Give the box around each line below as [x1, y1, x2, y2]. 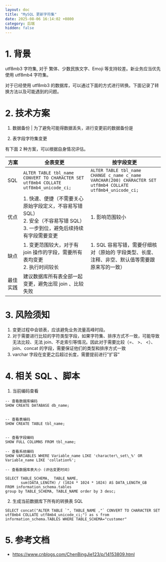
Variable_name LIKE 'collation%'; [5, 458, 77, 463]
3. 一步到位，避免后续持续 [23, 225, 84, 231]
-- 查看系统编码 [5, 449, 34, 454]
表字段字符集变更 [12, 135, 47, 141]
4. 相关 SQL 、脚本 [5, 371, 81, 382]
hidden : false [5, 26, 35, 31]
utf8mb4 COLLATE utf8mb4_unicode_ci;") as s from [5, 512, 110, 517]
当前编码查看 [12, 388, 39, 393]
